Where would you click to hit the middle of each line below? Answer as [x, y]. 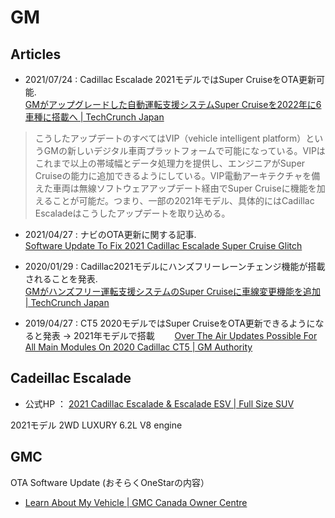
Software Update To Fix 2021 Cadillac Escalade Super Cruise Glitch [163, 245]
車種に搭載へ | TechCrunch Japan [94, 117]
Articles [36, 54]
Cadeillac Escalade [71, 378]
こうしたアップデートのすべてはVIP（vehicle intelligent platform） [170, 138]
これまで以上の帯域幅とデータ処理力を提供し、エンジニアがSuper [170, 163]
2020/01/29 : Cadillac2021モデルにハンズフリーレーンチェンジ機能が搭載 [175, 266]
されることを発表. [61, 279]
